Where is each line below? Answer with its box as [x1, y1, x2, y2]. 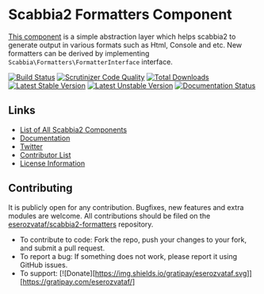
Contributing [8, 181, 73, 195]
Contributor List [19, 150, 71, 159]
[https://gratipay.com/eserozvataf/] [19, 277, 136, 286]
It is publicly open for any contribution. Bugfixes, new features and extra [8, 202, 244, 212]
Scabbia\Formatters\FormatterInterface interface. [8, 57, 173, 67]
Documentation [19, 133, 71, 143]
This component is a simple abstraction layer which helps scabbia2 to [8, 32, 236, 41]
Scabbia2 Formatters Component [8, 6, 232, 24]
